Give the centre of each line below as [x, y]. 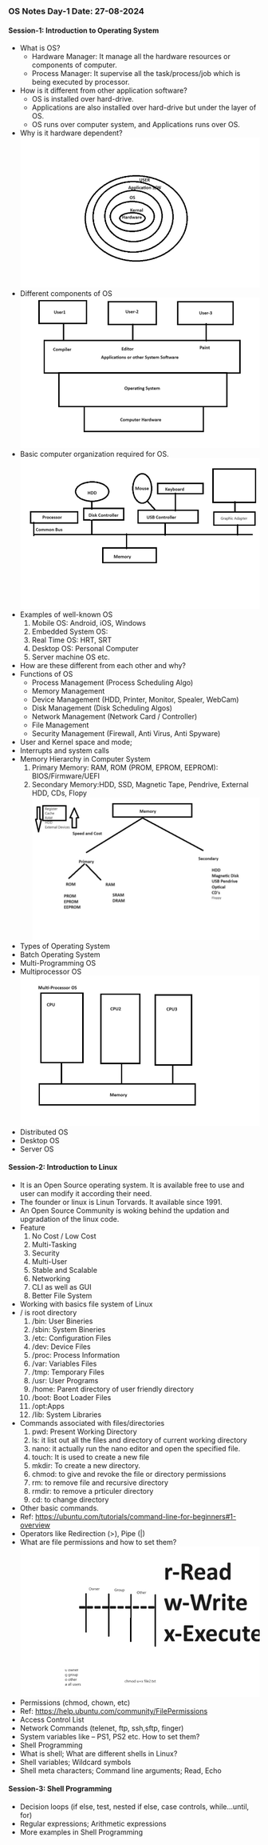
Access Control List [52, 1719]
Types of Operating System [65, 946]
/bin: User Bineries [62, 1321]
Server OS [37, 1149]
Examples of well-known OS [66, 614]
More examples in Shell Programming [81, 1832]
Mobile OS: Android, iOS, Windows [89, 622]
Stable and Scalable [65, 1270]
